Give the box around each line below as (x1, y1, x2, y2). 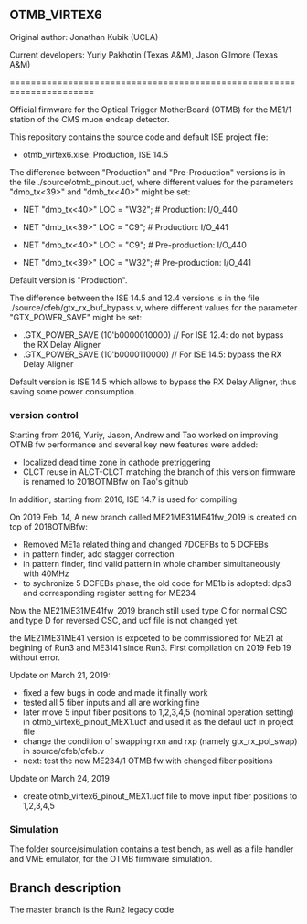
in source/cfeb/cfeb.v (22, 746, 105, 757)
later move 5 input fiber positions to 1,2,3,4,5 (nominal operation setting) (22, 707, 294, 718)
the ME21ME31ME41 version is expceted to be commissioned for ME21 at (9, 633, 283, 644)
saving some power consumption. (9, 385, 137, 396)
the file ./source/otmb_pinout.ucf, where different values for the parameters (9, 176, 294, 187)
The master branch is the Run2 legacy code (9, 904, 175, 916)
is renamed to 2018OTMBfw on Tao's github (22, 477, 189, 488)
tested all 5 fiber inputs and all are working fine (22, 698, 200, 709)
